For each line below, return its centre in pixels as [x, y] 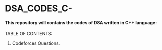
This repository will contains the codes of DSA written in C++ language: [81, 22]
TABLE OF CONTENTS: [29, 34]
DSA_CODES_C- [39, 9]
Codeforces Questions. [36, 43]
